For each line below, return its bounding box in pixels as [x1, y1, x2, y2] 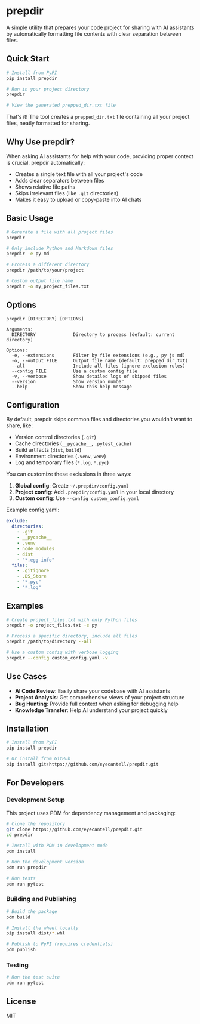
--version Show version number [11, 378, 124, 384]
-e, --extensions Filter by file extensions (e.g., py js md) [11, 352, 186, 359]
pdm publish [6, 947, 36, 953]
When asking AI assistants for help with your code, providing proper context [6, 152, 193, 159]
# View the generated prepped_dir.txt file [6, 103, 116, 109]
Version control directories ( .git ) [14, 434, 97, 441]
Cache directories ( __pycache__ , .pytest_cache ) [14, 440, 131, 447]
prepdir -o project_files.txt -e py [6, 622, 97, 628]
